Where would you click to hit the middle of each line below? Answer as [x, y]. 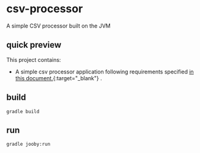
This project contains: [34, 59]
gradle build [23, 111]
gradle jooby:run [28, 144]
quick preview [34, 45]
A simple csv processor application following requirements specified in [104, 72]
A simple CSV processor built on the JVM [59, 26]
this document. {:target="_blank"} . [58, 78]
